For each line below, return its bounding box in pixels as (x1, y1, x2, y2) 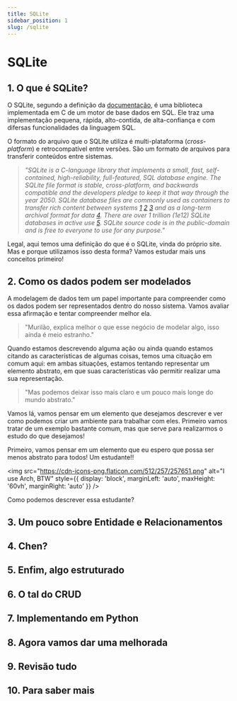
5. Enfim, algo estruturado (7, 564, 125, 576)
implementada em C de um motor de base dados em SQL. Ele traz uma (7, 108, 214, 117)
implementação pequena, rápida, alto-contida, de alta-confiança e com (7, 116, 216, 125)
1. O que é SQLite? (7, 82, 88, 94)
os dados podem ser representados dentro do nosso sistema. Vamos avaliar (7, 302, 230, 310)
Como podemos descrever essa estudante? (7, 496, 134, 504)
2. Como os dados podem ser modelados (7, 275, 192, 287)
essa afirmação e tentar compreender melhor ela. (7, 309, 152, 318)
